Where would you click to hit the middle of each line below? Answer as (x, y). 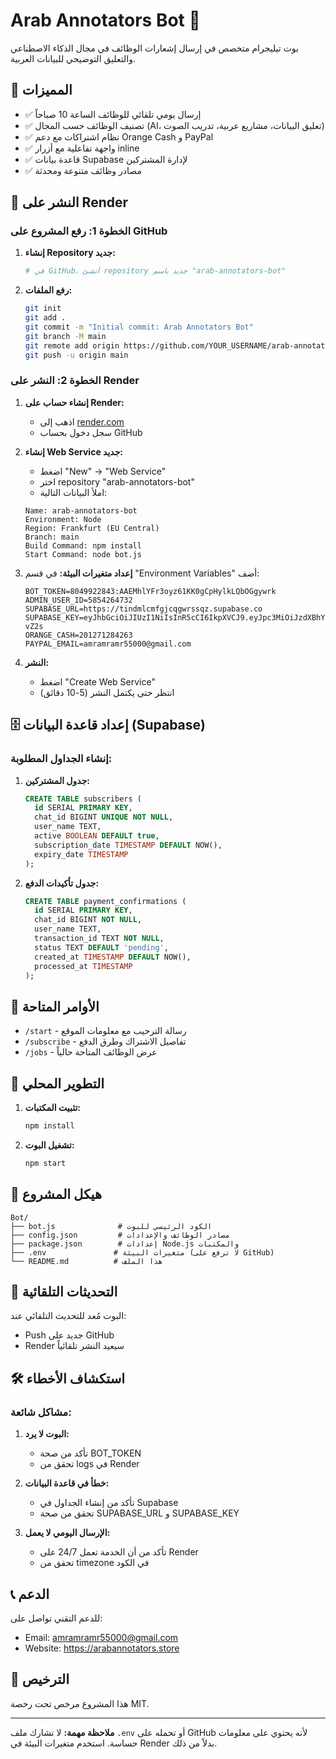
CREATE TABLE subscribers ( (83, 799)
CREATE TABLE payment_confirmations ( (105, 901)
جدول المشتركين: (57, 780)
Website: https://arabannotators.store (102, 1648)
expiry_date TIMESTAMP (81, 854)
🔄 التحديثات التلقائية (64, 1292)
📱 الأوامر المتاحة (55, 1006)
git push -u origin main (76, 355)
